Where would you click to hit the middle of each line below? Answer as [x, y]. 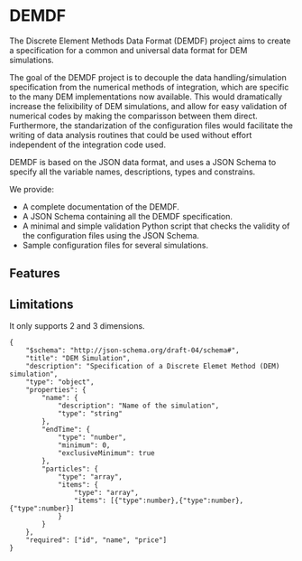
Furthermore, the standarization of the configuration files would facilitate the [151, 125]
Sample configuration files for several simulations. [115, 245]
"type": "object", [60, 382]
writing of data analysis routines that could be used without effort [131, 135]
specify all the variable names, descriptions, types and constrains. [133, 172]
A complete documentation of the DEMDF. [101, 206]
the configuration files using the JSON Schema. [111, 235]
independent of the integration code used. [88, 145]
